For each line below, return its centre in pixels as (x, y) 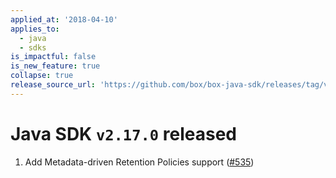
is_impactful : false (53, 57)
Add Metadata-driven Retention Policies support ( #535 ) (139, 162)
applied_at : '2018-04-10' (64, 19)
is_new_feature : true (55, 66)
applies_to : (35, 29)
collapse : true (42, 76)
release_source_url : (53, 85)
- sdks (33, 47)
